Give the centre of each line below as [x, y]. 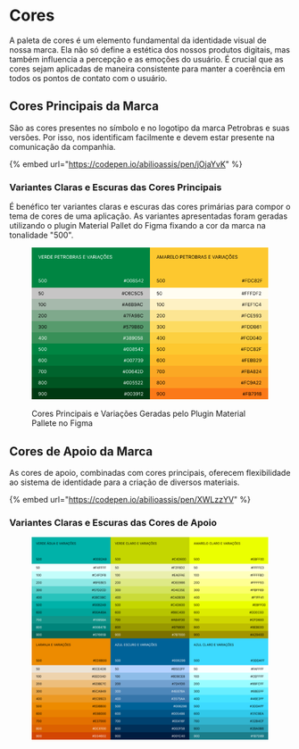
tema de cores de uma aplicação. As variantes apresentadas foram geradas [149, 216]
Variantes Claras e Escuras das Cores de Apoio [113, 522]
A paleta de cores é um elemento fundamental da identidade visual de [138, 40]
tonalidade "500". [42, 235]
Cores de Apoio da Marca [81, 451]
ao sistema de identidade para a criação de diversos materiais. [125, 482]
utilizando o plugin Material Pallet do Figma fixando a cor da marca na [137, 226]
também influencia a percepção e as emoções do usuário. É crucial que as [146, 59]
